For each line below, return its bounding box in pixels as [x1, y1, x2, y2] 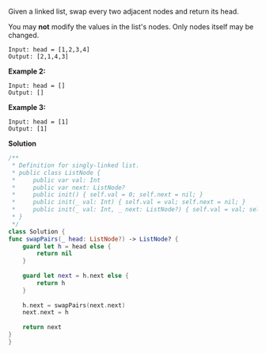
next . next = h [22, 309, 69, 317]
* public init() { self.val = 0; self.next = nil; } [11, 191, 203, 199]
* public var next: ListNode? [11, 184, 126, 192]
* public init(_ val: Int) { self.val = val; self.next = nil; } [11, 198, 246, 207]
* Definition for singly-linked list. [11, 161, 140, 169]
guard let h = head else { [22, 242, 112, 250]
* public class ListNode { [11, 169, 101, 176]
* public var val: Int [11, 176, 101, 184]
